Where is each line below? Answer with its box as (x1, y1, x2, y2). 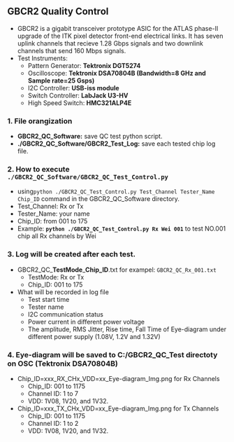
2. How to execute (7, 165, 70, 174)
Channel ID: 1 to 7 (27, 389, 79, 398)
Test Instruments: (17, 54, 68, 62)
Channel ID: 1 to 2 (27, 420, 79, 427)
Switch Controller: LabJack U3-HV (27, 91, 129, 99)
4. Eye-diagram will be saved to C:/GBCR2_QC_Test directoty (7, 350, 218, 359)
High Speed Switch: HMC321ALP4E (27, 98, 132, 107)
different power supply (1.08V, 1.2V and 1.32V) (27, 332, 161, 340)
